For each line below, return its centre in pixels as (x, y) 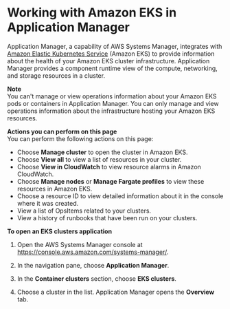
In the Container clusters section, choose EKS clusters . (97, 278)
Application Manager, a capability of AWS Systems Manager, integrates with (115, 46)
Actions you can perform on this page (62, 131)
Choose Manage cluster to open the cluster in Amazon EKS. (102, 152)
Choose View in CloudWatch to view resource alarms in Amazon (109, 167)
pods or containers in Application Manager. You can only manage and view (113, 103)
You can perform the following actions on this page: (80, 138)
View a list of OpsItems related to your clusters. (84, 211)
